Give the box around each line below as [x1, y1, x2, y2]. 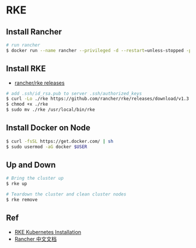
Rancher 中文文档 [14, 235, 57, 242]
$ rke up [6, 181, 27, 187]
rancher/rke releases [14, 79, 65, 86]
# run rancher [6, 42, 41, 48]
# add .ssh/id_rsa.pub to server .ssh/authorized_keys [6, 90, 142, 96]
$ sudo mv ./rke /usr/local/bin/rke [6, 107, 95, 113]
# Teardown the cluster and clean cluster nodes [6, 191, 127, 197]
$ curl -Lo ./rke [6, 96, 48, 102]
